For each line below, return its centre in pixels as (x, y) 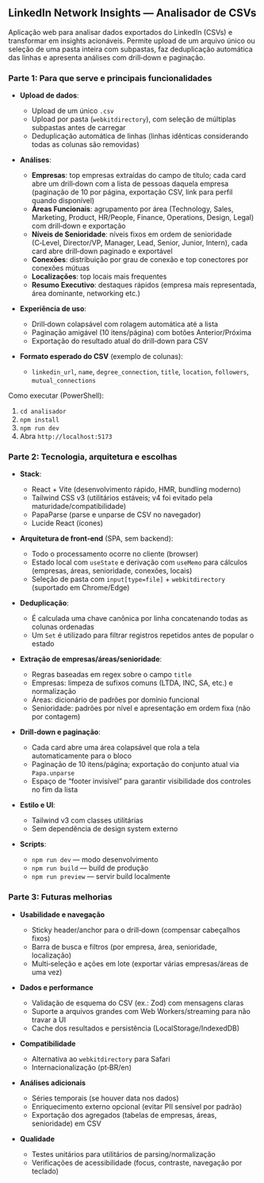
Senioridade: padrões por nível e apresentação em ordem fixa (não (141, 708)
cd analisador (43, 412)
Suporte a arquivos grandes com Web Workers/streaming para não (141, 1011)
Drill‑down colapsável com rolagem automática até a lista (125, 324)
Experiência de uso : (53, 309)
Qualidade (37, 1139)
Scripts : (33, 844)
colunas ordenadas (63, 627)
